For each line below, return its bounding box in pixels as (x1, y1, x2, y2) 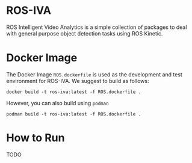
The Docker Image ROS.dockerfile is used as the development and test (6, 70, 182, 78)
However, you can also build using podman (6, 99, 110, 106)
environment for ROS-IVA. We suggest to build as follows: (6, 77, 149, 84)
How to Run (6, 131, 65, 145)
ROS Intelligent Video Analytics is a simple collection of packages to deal (6, 23, 187, 31)
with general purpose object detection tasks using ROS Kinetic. (6, 29, 163, 37)
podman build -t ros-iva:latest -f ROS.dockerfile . (6, 111, 141, 117)
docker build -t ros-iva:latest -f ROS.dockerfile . (6, 88, 141, 95)
